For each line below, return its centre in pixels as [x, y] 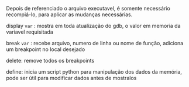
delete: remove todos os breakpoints [50, 61]
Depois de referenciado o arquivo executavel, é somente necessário [88, 8]
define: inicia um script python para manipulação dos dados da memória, [94, 72]
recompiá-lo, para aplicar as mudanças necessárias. [69, 14]
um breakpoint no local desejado [46, 49]
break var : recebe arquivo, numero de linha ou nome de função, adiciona [95, 43]
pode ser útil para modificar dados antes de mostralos [71, 78]
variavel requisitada [30, 32]
